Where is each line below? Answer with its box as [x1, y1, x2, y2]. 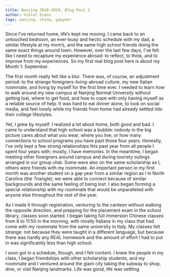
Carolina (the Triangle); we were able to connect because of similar [5, 176, 147, 182]
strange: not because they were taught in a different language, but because [5, 229, 164, 235]
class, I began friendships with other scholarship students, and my [5, 255, 145, 261]
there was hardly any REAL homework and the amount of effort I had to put [5, 235, 163, 241]
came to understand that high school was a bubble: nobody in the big [5, 127, 152, 133]
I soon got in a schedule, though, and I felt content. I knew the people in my [5, 250, 164, 256]
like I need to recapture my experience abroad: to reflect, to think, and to [5, 53, 158, 59]
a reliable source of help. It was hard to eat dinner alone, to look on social [5, 101, 160, 107]
